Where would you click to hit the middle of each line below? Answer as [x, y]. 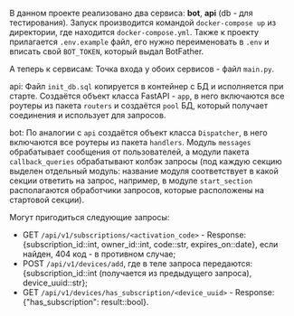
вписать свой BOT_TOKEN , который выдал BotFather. [107, 51]
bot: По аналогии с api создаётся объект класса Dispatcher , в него [139, 133]
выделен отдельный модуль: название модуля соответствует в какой [144, 171]
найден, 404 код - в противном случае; [99, 254]
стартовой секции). [47, 200]
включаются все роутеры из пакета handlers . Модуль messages [130, 142]
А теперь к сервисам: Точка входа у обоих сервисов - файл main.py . [142, 69]
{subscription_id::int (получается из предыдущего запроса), [137, 273]
